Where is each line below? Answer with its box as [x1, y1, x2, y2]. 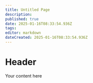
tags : [5, 26, 16, 31]
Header [5, 57, 36, 68]
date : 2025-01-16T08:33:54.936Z [5, 21, 72, 26]
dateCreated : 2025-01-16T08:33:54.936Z [5, 35, 88, 40]
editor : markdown [5, 30, 41, 35]
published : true [5, 16, 39, 21]
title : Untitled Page [5, 7, 50, 12]
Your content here [5, 73, 42, 79]
